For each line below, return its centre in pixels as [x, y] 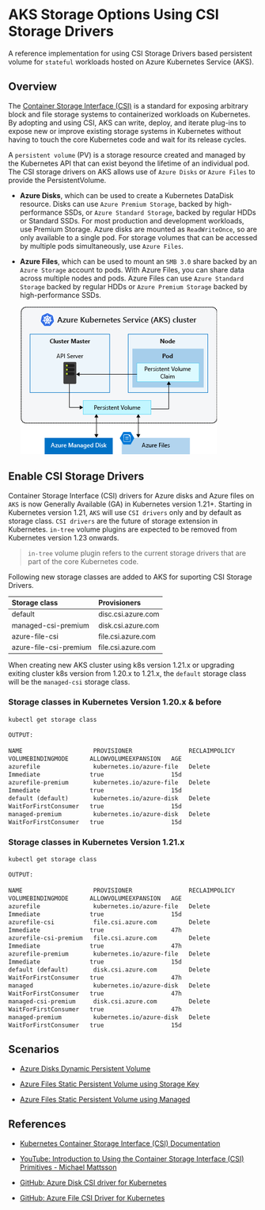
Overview [33, 87]
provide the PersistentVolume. [57, 180]
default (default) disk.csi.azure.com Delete [110, 970]
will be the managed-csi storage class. [69, 681]
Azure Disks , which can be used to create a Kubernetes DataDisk [127, 195]
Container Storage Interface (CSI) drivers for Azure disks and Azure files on [131, 495]
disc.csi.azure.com [129, 614]
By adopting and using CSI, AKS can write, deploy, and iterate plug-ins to [127, 122]
